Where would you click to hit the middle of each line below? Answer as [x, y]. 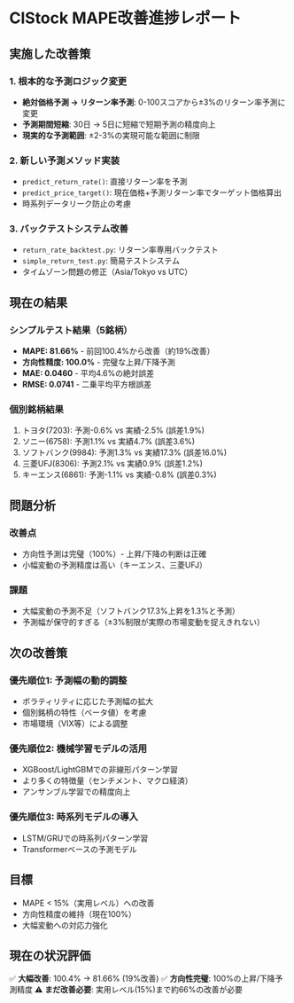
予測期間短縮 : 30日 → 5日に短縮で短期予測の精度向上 [119, 124]
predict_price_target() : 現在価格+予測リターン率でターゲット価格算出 [151, 192]
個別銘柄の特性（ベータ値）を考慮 [84, 713]
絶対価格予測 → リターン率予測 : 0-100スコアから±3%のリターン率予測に [154, 102]
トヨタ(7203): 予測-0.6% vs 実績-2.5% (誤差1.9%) [113, 430]
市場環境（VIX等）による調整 [75, 724]
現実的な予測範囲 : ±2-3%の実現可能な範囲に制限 [111, 135]
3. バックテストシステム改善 [69, 229]
